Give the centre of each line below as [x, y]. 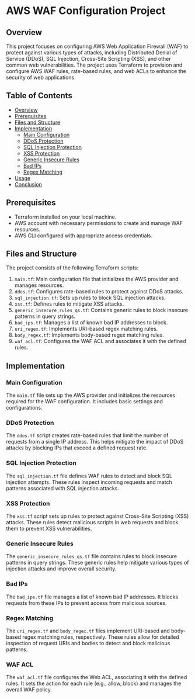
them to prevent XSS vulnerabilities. [49, 529]
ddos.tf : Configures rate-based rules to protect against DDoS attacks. [99, 292]
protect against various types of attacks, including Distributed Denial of [92, 53]
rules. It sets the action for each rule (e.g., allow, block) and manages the [94, 684]
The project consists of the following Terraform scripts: [72, 268]
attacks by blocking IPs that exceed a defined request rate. [77, 448]
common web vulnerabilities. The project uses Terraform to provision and [94, 65]
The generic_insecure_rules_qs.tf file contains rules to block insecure [91, 556]
